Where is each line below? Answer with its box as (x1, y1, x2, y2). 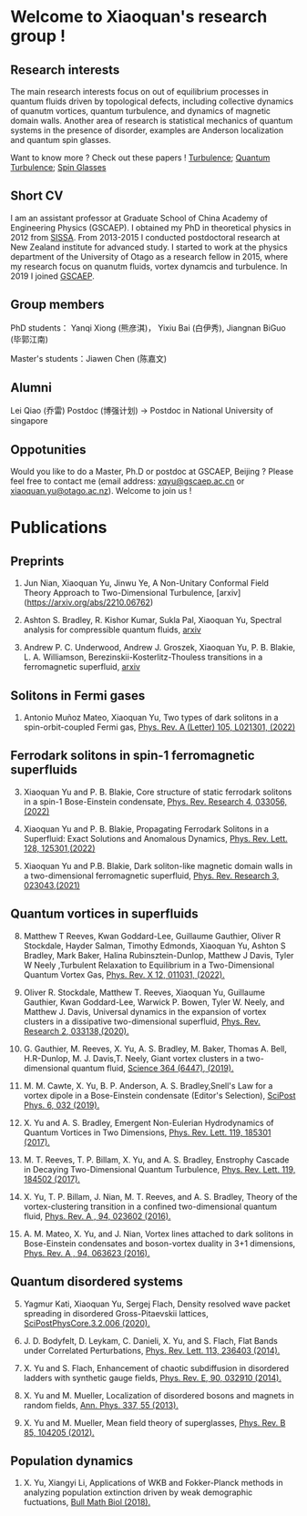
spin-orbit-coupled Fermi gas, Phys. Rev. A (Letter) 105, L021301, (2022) (23, 722, 296, 732)
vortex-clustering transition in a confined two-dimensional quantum (23, 1201, 277, 1212)
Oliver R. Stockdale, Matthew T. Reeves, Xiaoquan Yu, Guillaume (23, 987, 265, 998)
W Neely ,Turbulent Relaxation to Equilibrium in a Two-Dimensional (23, 959, 275, 970)
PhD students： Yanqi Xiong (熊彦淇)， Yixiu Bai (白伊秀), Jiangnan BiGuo (10, 322, 286, 333)
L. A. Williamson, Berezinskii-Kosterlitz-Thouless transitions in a (23, 651, 263, 662)
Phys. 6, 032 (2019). (23, 1100, 100, 1111)
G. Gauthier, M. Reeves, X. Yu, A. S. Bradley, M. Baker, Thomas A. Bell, (23, 1043, 288, 1054)
